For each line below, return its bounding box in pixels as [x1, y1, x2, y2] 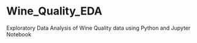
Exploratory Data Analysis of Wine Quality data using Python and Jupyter [6, 24, 191, 31]
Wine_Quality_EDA [6, 4, 103, 18]
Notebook [6, 30, 32, 38]
